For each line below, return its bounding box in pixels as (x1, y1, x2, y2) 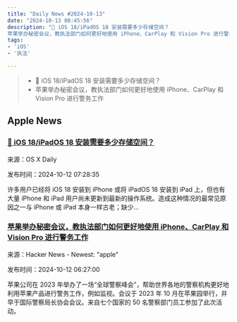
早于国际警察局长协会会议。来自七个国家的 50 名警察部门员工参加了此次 (7, 298, 217, 306)
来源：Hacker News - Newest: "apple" (7, 250, 119, 258)
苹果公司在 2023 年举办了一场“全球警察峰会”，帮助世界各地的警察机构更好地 (7, 280, 229, 289)
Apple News (7, 115, 62, 127)
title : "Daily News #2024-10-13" (7, 10, 106, 18)
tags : (7, 37, 23, 44)
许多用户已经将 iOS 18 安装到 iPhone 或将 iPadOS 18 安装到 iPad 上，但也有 (7, 185, 226, 193)
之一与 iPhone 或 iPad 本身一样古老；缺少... (13, 202, 140, 211)
